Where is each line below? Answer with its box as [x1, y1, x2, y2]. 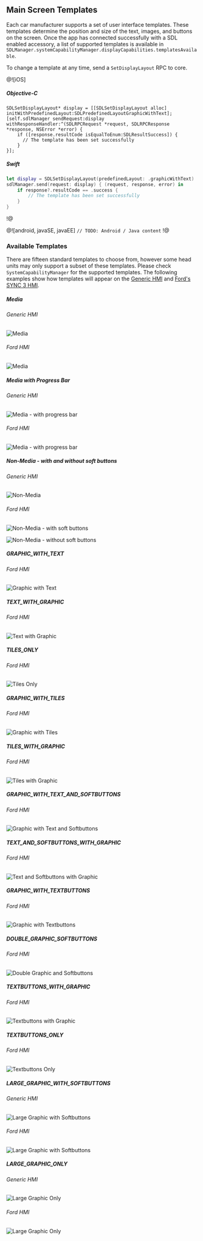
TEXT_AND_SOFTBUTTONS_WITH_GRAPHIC [6, 839, 122, 846]
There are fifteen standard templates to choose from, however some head [6, 255, 191, 263]
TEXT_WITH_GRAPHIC [6, 598, 64, 605]
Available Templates [6, 242, 68, 250]
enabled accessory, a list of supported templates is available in [6, 40, 164, 47]
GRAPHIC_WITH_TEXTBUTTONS [6, 887, 90, 894]
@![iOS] [6, 75, 26, 83]
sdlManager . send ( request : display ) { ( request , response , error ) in [6, 181, 184, 187]
